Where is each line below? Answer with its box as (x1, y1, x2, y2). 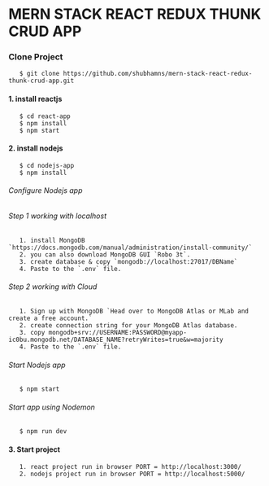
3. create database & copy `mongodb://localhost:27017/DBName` (19, 257, 238, 265)
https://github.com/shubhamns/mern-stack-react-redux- (63, 70, 253, 78)
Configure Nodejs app (8, 186, 83, 195)
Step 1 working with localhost (8, 211, 107, 221)
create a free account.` (8, 314, 93, 322)
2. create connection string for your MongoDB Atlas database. (19, 321, 238, 330)
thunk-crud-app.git (8, 77, 75, 85)
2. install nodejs (8, 143, 63, 153)
